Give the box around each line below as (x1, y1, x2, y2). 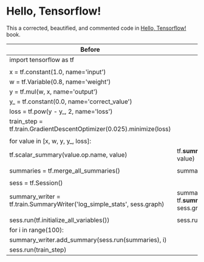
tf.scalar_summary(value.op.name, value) (9, 150, 127, 159)
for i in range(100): (9, 226, 64, 234)
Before (80, 45, 100, 53)
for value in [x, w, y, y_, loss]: (9, 137, 92, 145)
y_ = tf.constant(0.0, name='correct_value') (9, 97, 132, 106)
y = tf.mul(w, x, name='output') (9, 87, 98, 95)
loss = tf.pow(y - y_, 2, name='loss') (9, 107, 113, 115)
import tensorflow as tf (9, 55, 75, 64)
